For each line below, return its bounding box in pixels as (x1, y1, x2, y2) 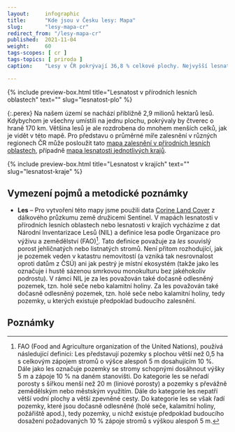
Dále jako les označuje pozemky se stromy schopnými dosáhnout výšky (17, 364, 225, 372)
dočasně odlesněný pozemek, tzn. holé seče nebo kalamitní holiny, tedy (17, 289, 225, 298)
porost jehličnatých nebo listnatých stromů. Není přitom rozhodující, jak (17, 245, 223, 253)
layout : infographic (7, 10, 80, 18)
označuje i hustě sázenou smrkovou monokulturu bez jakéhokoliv (17, 267, 206, 276)
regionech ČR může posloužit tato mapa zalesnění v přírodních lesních (7, 138, 211, 147)
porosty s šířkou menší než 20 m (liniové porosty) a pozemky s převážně (17, 379, 227, 388)
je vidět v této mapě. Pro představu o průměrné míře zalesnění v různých (7, 131, 218, 140)
